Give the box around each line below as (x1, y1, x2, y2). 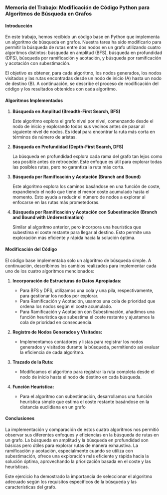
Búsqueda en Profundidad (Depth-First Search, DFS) (12, 144, 124, 150)
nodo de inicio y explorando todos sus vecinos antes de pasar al (12, 123, 145, 129)
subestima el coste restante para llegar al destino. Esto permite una (12, 229, 151, 235)
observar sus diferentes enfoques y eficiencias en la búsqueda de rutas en (5, 431, 159, 437)
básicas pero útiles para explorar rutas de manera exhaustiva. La (5, 442, 139, 448)
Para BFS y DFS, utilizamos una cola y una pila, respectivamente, (19, 287, 154, 293)
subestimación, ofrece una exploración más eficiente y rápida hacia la (5, 453, 149, 459)
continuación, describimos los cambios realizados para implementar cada (5, 262, 157, 268)
